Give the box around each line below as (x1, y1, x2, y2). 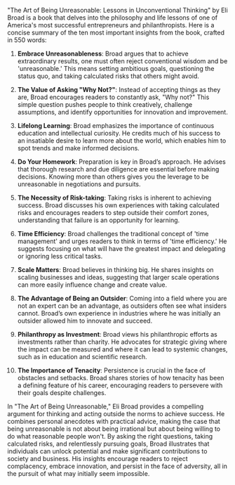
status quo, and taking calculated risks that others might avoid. (17, 72, 200, 80)
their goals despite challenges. (17, 389, 107, 396)
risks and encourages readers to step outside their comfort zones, (17, 209, 209, 216)
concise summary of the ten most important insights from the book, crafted (7, 28, 225, 37)
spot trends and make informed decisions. (17, 144, 140, 152)
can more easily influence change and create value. (17, 280, 168, 289)
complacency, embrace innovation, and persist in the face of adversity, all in (7, 462, 228, 470)
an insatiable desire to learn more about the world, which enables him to (17, 136, 227, 145)
